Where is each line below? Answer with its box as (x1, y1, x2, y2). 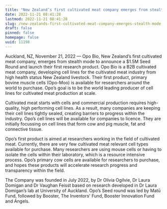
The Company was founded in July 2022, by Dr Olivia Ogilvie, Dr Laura (5, 177, 150, 183)
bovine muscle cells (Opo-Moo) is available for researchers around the (5, 79, 150, 85)
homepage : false (5, 35, 39, 40)
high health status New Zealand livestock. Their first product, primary (5, 74, 148, 80)
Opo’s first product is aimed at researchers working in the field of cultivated (5, 136, 160, 141)
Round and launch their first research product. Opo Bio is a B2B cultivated (5, 64, 157, 70)
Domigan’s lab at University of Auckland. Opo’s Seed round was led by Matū (5, 187, 161, 194)
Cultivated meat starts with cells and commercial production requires (5, 100, 147, 106)
